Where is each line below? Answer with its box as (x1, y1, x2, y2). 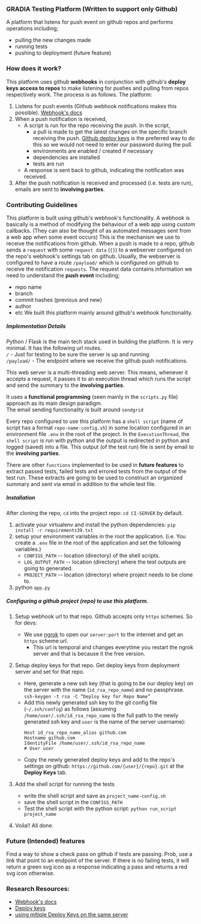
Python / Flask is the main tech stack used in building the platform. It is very (6, 337, 194, 345)
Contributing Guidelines (6, 200, 78, 209)
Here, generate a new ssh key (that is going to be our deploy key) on (23, 679, 194, 687)
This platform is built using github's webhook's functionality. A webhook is (6, 214, 190, 221)
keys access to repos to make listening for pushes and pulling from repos (6, 84, 189, 91)
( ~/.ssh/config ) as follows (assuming (23, 705, 117, 712)
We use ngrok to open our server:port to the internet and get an (23, 630, 184, 638)
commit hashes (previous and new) (14, 296, 103, 303)
